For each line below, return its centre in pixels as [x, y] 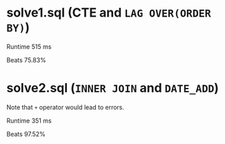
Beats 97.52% [26, 134]
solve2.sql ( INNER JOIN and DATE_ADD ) [112, 88]
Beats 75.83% [26, 60]
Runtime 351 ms [29, 120]
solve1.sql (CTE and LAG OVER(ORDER [109, 13]
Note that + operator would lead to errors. [66, 107]
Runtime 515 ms [29, 46]
